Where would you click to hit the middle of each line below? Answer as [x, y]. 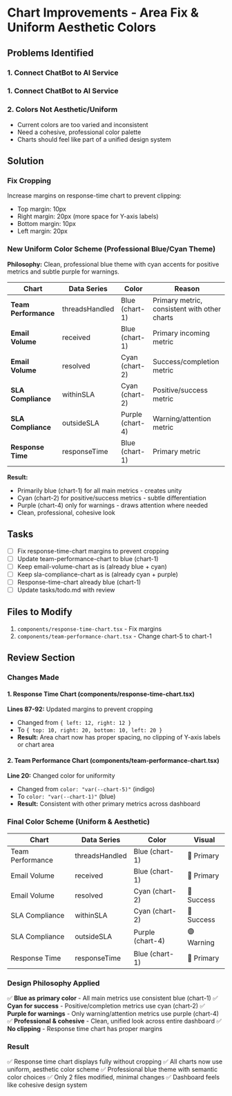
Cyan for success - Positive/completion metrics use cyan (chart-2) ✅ [106, 1006]
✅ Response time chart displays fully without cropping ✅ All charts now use [115, 1061]
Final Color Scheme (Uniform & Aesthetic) [79, 822]
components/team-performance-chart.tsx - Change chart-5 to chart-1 [114, 636]
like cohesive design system [47, 1085]
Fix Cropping [29, 181]
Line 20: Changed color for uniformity [61, 776]
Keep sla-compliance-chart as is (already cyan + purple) [97, 574]
